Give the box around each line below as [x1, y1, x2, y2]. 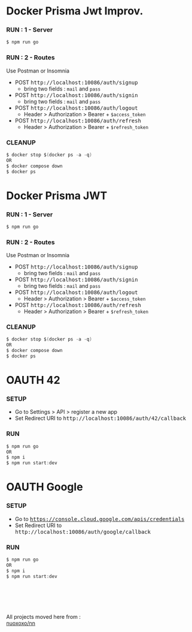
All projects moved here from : [6, 613, 81, 621]
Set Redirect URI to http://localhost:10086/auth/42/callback [14, 415, 187, 422]
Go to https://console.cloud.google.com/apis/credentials [14, 515, 185, 522]
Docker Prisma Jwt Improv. [6, 4, 144, 18]
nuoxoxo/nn [6, 619, 36, 627]
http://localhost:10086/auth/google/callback [14, 528, 151, 535]
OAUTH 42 [6, 374, 61, 387]
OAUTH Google [6, 480, 83, 494]
